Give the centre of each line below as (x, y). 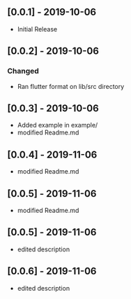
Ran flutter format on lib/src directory (71, 86)
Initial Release (37, 29)
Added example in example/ (57, 125)
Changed (23, 71)
